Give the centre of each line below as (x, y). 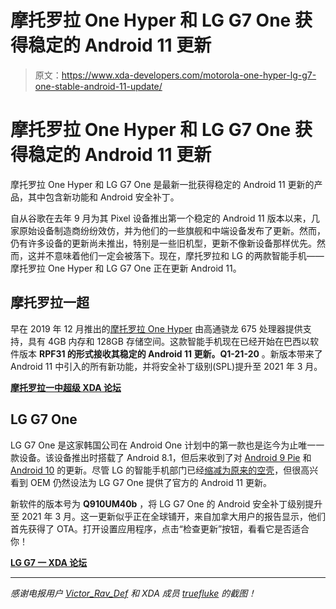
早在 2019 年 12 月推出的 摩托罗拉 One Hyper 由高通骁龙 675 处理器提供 (156, 328)
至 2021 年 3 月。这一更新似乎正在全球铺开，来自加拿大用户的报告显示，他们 (168, 516)
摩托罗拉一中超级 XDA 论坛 (66, 387)
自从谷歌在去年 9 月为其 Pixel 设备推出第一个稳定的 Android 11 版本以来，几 (165, 218)
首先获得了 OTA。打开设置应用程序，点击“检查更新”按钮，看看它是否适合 (160, 528)
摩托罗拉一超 (50, 302)
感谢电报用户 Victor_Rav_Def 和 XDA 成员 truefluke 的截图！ (133, 593)
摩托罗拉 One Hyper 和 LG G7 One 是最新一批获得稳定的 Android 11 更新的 (162, 184)
